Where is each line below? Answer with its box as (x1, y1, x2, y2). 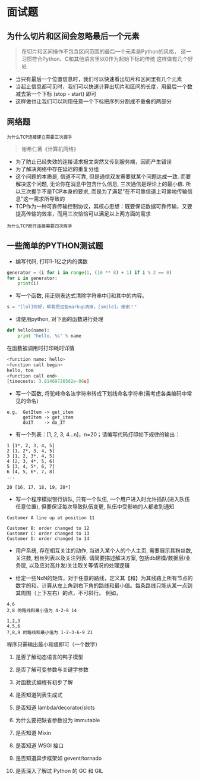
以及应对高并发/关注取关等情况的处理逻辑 (29, 562, 130, 569)
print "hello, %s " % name (17, 333, 82, 339)
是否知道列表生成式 (15, 691, 63, 698)
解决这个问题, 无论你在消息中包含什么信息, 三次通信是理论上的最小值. (15, 180, 185, 188)
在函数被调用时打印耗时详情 (7, 344, 75, 351)
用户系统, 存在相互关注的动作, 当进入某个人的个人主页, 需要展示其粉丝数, (15, 547, 192, 554)
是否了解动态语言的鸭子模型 (15, 653, 84, 661)
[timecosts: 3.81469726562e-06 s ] (7, 379, 90, 385)
